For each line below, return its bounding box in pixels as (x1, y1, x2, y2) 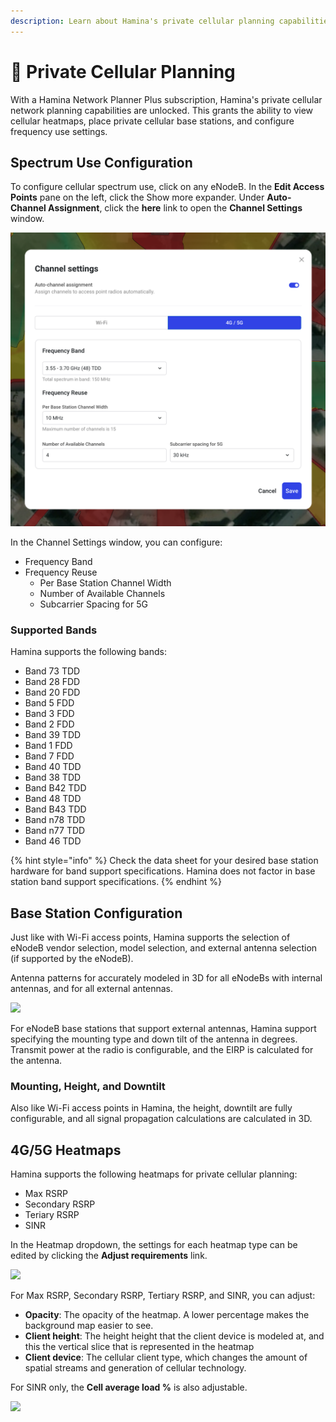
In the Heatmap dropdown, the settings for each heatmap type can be (10, 1239, 298, 1251)
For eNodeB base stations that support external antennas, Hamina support (10, 1023, 317, 1035)
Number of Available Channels (39, 587, 166, 599)
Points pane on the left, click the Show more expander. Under (10, 191, 265, 204)
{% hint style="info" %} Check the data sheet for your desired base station (10, 855, 319, 867)
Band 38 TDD (24, 771, 82, 784)
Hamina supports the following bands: (10, 646, 167, 658)
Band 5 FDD (24, 697, 75, 709)
